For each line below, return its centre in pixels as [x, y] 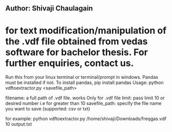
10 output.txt [19, 124]
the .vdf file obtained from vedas [77, 41]
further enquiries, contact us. [70, 63]
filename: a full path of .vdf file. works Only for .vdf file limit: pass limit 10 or [85, 98]
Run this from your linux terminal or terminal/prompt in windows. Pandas [82, 77]
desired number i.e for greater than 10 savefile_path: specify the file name [83, 103]
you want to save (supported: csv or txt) [48, 109]
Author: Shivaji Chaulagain [49, 8]
